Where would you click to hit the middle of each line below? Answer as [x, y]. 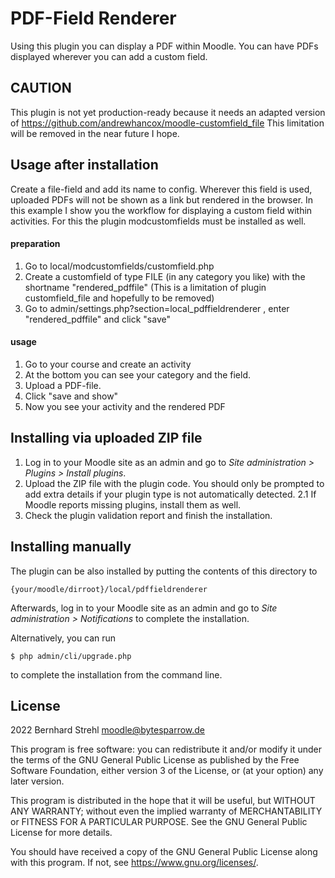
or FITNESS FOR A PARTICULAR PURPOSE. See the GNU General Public [159, 822]
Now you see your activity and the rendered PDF [125, 406]
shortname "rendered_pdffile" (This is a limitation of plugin [145, 287]
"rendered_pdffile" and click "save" [97, 319]
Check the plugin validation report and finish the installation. [148, 515]
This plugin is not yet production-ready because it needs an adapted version [168, 112]
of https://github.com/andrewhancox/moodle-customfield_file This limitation [167, 123]
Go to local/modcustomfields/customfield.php [119, 266]
